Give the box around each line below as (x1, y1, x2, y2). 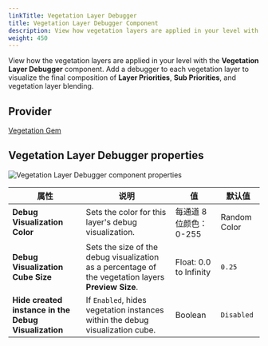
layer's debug (85, 217, 137, 228)
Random (220, 211, 253, 222)
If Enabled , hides (85, 294, 147, 305)
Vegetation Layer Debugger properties (8, 149, 205, 162)
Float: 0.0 (175, 257, 211, 268)
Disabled (220, 310, 254, 320)
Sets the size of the (85, 241, 158, 253)
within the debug (85, 314, 149, 325)
